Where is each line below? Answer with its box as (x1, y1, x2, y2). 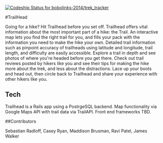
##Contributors (5, 118, 36, 124)
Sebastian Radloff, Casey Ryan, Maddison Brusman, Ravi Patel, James (5, 128, 148, 134)
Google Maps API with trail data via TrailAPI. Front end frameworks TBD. (5, 108, 151, 114)
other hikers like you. (5, 76, 48, 82)
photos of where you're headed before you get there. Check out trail (5, 55, 144, 61)
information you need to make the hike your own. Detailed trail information (5, 39, 156, 45)
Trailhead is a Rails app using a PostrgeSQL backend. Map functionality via (5, 104, 157, 109)
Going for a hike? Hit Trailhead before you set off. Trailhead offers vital (5, 24, 148, 30)
